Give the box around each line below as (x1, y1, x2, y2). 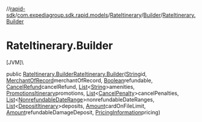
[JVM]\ (6, 58, 24, 66)
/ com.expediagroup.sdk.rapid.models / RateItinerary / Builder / (14, 11, 163, 19)
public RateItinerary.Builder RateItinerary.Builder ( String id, (6, 70, 147, 78)
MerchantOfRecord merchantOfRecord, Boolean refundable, (6, 76, 153, 84)
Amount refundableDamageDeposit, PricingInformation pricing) (6, 108, 161, 116)
